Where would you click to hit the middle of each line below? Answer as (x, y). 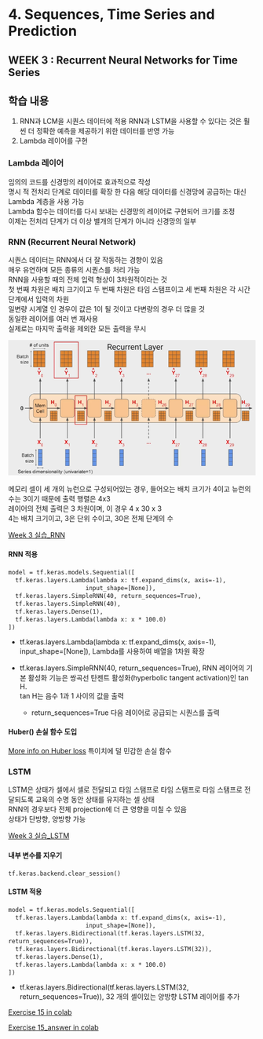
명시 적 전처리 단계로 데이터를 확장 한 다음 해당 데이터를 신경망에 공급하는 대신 (128, 191)
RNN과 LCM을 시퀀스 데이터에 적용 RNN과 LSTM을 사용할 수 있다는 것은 (130, 121)
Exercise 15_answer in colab (54, 1027)
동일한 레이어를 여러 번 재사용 (53, 319)
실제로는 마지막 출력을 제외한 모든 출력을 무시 (77, 328)
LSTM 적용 (25, 891)
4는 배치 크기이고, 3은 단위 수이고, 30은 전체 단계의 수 (91, 518)
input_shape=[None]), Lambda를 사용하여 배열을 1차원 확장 (112, 651)
